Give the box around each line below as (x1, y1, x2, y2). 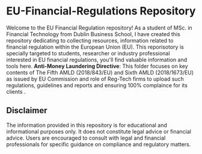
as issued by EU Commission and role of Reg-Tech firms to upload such (6, 75, 185, 82)
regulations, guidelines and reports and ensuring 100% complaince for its (6, 81, 188, 88)
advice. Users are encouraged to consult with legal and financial (6, 134, 166, 141)
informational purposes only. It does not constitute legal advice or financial (6, 128, 191, 135)
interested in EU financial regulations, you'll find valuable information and (6, 56, 188, 63)
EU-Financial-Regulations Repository (6, 4, 196, 18)
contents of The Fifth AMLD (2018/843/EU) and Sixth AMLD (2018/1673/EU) (6, 69, 194, 76)
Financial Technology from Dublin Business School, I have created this (6, 30, 180, 37)
